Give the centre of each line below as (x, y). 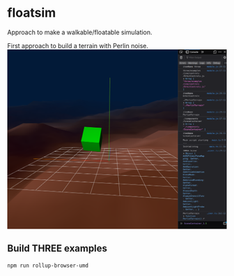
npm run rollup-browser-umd (48, 266)
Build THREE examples (57, 248)
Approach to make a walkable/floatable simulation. (80, 32)
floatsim (32, 13)
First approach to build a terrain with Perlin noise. (78, 45)
